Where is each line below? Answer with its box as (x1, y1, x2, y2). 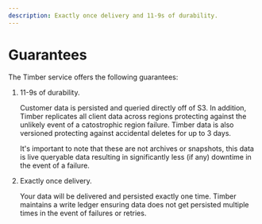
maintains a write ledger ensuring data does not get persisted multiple (19, 199, 249, 209)
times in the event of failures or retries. (19, 208, 147, 218)
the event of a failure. (19, 160, 90, 170)
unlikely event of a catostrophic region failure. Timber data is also (19, 120, 234, 129)
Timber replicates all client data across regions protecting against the (19, 111, 247, 121)
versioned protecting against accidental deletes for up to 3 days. (19, 128, 232, 137)
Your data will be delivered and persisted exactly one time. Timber (19, 191, 237, 201)
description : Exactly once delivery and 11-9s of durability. (8, 11, 218, 20)
